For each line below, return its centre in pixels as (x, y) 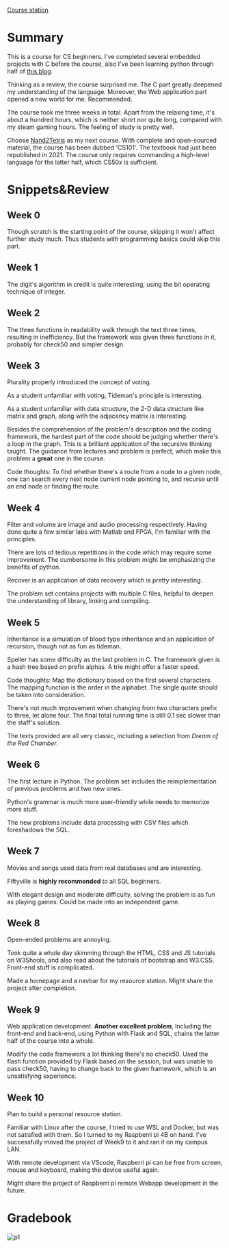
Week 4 (24, 508)
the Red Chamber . (33, 743)
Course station (28, 10)
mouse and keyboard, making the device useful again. (83, 1170)
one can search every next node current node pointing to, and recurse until (113, 479)
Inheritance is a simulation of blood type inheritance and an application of (111, 639)
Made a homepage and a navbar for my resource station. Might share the (110, 981)
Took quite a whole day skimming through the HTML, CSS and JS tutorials (111, 953)
